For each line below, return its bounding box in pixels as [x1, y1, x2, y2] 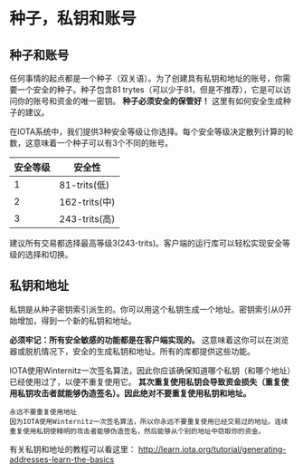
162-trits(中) [59, 196, 116, 208]
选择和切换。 [24, 249, 73, 259]
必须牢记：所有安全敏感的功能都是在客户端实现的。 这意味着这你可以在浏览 [9, 334, 289, 345]
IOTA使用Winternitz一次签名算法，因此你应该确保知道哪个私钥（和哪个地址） [9, 364, 292, 376]
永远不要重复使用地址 [9, 407, 77, 417]
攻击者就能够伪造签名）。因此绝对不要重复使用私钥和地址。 [33, 387, 251, 399]
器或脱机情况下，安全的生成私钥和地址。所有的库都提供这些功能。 [9, 345, 255, 356]
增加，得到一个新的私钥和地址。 [16, 314, 137, 326]
